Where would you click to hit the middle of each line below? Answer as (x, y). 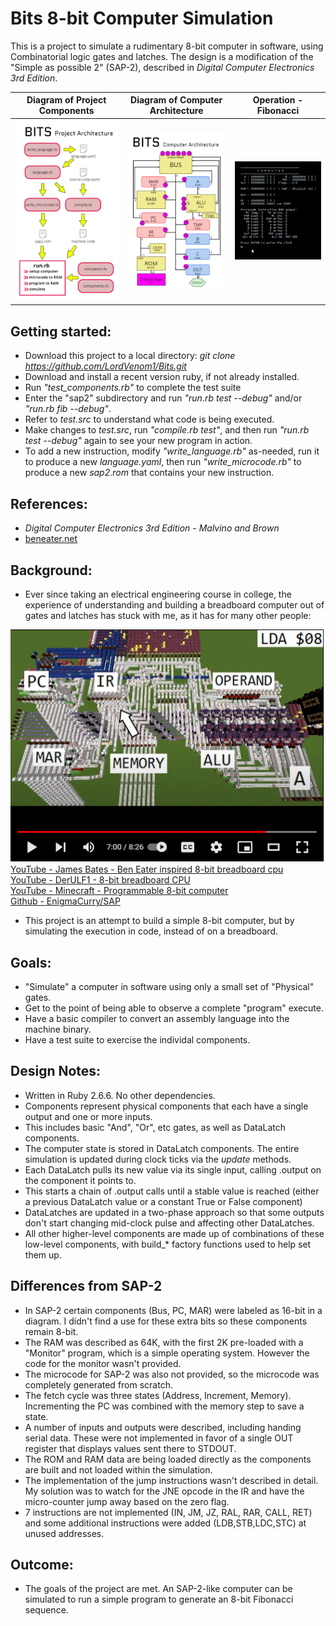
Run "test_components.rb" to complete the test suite (133, 388)
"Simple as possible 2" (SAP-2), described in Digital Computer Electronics (162, 67)
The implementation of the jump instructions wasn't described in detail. (171, 1480)
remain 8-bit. (51, 1331)
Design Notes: (56, 1071)
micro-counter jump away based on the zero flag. (127, 1501)
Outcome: (42, 1565)
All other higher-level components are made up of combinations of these (174, 1233)
